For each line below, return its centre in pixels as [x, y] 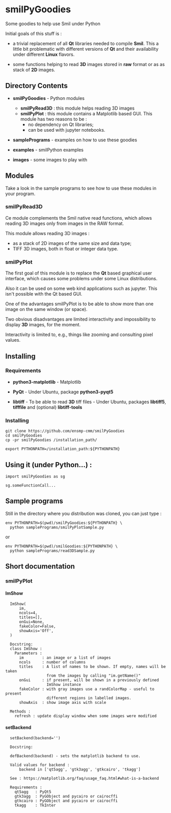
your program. [20, 194]
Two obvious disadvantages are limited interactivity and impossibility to [81, 319]
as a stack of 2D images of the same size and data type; [72, 243]
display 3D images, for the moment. [43, 325]
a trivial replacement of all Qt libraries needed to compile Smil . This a [85, 43]
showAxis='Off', [36, 631]
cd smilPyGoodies [24, 436]
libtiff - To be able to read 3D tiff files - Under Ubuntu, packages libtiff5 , [89, 402]
